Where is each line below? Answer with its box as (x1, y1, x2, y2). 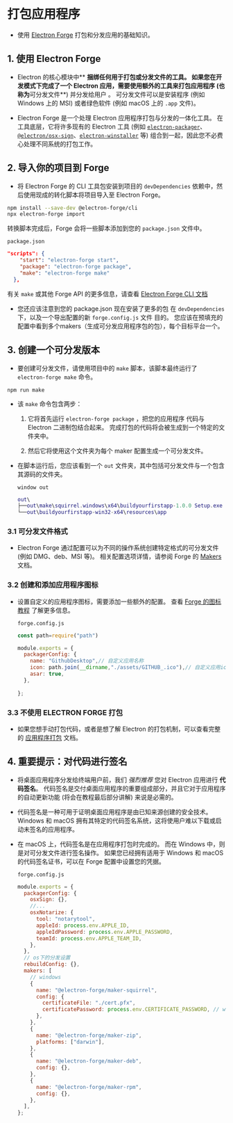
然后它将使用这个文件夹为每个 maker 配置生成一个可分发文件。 (27, 446, 207, 455)
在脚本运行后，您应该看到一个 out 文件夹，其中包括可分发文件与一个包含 (17, 461, 225, 469)
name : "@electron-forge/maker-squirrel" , (35, 987, 157, 994)
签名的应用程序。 (29, 825, 78, 833)
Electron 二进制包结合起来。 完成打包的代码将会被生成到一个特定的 (27, 423, 219, 431)
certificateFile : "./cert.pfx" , (42, 999, 136, 1007)
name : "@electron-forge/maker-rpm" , (35, 1083, 142, 1090)
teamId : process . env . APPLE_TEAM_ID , (35, 935, 142, 942)
